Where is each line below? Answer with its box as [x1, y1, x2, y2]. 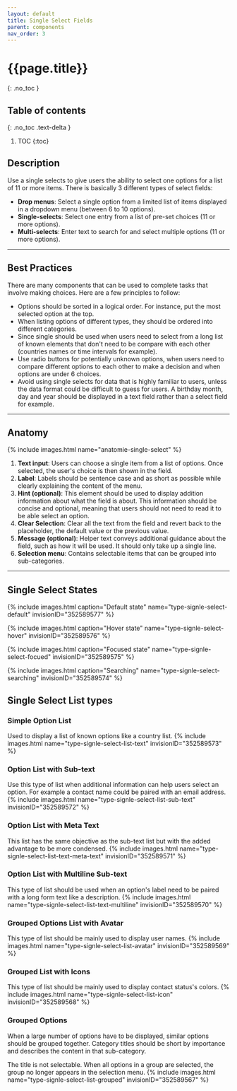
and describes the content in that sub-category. [7, 1046, 147, 1055]
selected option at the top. [17, 309, 95, 318]
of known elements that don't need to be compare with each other [17, 339, 211, 348]
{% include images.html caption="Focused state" [7, 645, 151, 654]
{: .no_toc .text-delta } [7, 123, 71, 132]
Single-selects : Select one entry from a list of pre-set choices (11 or [17, 212, 216, 221]
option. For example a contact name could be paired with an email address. [7, 788, 226, 796]
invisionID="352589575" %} [52, 653, 135, 661]
